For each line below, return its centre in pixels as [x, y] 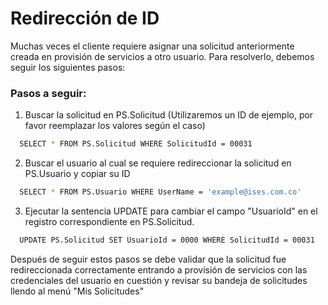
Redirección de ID [85, 18]
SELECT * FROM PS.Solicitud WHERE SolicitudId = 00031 [136, 144]
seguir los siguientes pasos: [68, 67]
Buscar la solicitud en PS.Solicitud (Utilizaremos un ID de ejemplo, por [169, 115]
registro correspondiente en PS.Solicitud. [109, 221]
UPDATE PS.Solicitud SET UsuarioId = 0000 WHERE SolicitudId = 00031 [167, 240]
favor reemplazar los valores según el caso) [115, 126]
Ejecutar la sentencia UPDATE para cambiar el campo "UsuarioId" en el [171, 211]
